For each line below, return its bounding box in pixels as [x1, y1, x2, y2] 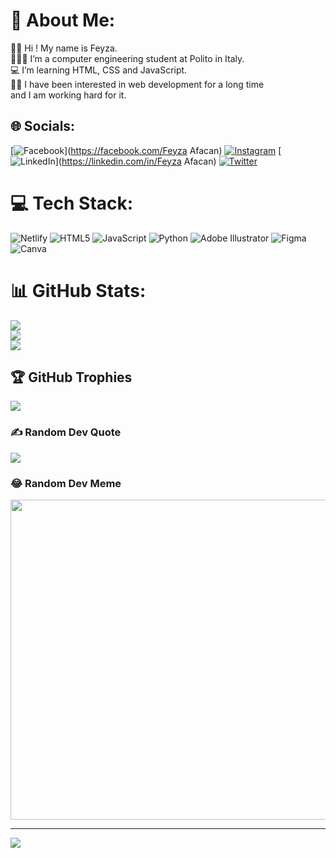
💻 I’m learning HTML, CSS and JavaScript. [10, 64, 188, 76]
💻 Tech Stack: [10, 192, 134, 214]
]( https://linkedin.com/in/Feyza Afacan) [54, 155, 217, 167]
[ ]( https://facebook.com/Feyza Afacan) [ [10, 144, 282, 156]
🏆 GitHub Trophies [10, 369, 133, 386]
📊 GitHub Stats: [10, 279, 147, 302]
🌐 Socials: [10, 118, 76, 135]
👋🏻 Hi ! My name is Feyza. [10, 42, 118, 54]
